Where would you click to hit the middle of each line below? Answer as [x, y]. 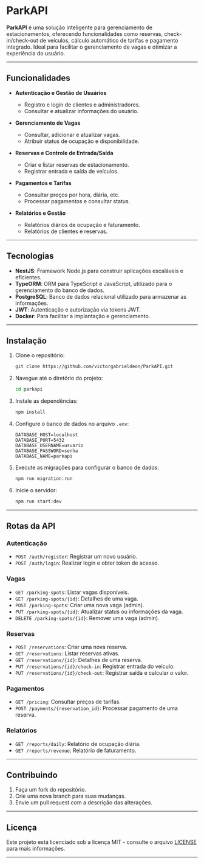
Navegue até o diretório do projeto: [59, 378]
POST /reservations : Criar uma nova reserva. [71, 647]
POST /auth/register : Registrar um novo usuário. [76, 557]
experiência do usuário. [36, 53]
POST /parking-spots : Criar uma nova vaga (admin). [80, 605]
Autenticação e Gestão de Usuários [61, 92]
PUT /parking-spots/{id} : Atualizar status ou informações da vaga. [99, 611]
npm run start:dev [38, 501]
